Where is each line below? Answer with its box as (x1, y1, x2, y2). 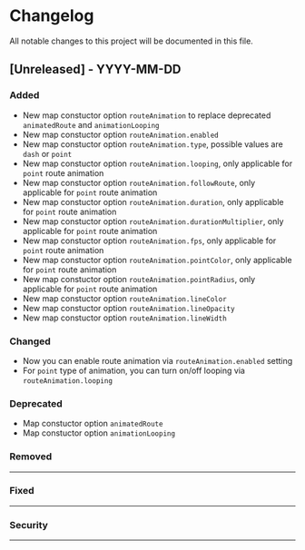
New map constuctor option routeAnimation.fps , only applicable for (22, 235, 277, 246)
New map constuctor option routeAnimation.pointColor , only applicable (22, 254, 292, 265)
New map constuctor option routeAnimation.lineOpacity (22, 302, 235, 313)
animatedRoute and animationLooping (22, 119, 161, 130)
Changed (9, 335, 52, 348)
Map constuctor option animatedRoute (22, 418, 163, 429)
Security (9, 518, 48, 531)
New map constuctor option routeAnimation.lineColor (22, 292, 227, 304)
